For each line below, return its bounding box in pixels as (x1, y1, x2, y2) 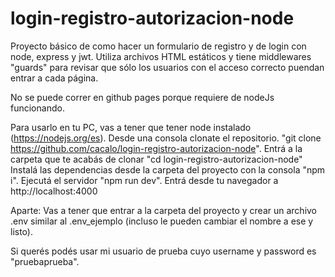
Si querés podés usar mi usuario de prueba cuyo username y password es (10, 245, 317, 257)
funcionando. (10, 102, 65, 114)
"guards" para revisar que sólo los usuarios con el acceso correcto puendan (10, 61, 325, 73)
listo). (10, 225, 33, 237)
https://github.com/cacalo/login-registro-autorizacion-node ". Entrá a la (10, 142, 303, 154)
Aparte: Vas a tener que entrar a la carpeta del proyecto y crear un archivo (10, 204, 318, 216)
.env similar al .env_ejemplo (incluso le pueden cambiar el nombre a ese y (10, 215, 314, 227)
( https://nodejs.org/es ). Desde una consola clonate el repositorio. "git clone (10, 132, 322, 144)
